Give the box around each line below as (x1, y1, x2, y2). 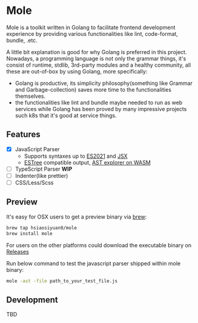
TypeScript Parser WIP (15, 165, 73, 172)
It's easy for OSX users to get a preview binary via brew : (6, 213, 147, 220)
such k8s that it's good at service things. (15, 112, 117, 119)
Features (6, 129, 41, 140)
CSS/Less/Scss (15, 178, 54, 186)
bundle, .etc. (6, 36, 38, 44)
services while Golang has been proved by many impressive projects (15, 105, 187, 112)
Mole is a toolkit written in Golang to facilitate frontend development (6, 24, 176, 31)
